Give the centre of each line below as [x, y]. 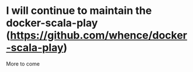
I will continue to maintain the [79, 11]
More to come [23, 64]
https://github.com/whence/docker [99, 35]
